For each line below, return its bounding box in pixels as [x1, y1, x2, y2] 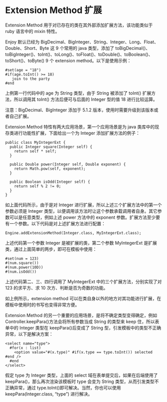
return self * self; [14, 148, 57, 154]
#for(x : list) [9, 345, 41, 350]
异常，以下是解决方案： [5, 331, 53, 337]
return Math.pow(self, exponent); [14, 166, 86, 171]
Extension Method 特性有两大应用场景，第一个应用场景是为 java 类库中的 [5, 123, 155, 130]
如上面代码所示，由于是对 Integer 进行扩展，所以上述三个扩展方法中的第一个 [5, 202, 162, 208]
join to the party [11, 76, 50, 81]
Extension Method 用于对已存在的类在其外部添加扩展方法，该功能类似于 [5, 22, 153, 28]
